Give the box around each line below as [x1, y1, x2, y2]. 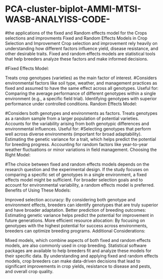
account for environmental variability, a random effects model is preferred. [5, 182, 155, 188]
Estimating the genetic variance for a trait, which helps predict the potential [5, 136, 156, 142]
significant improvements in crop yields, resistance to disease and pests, [5, 263, 151, 269]
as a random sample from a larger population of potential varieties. [5, 115, 139, 121]
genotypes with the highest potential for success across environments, [5, 222, 148, 228]
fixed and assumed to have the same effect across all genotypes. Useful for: [5, 85, 159, 91]
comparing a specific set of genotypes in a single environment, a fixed [5, 172, 147, 177]
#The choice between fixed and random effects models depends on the [5, 161, 150, 167]
